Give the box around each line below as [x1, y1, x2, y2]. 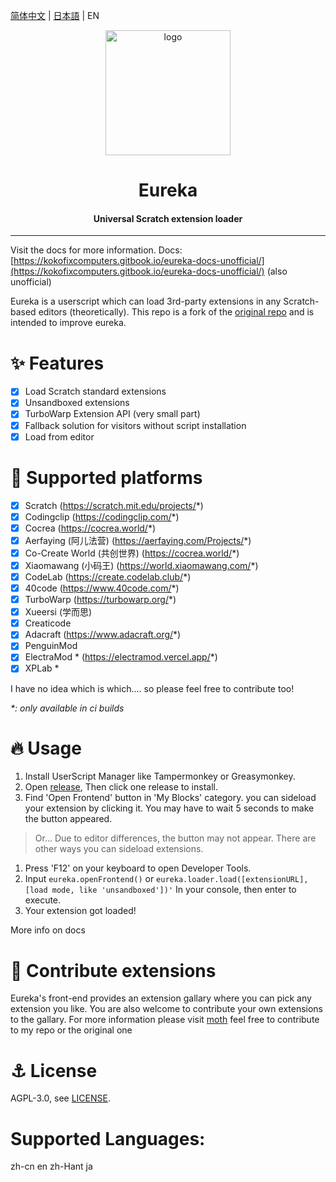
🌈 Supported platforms [10, 466, 203, 489]
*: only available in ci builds [10, 702, 125, 714]
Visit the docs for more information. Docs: [10, 244, 183, 256]
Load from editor [24, 430, 95, 443]
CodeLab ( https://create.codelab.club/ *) [24, 570, 192, 583]
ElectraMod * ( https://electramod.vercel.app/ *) [24, 651, 218, 663]
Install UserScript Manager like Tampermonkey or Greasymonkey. [24, 770, 296, 783]
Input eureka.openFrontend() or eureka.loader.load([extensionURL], [24, 873, 309, 885]
